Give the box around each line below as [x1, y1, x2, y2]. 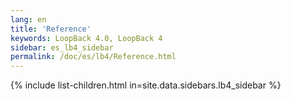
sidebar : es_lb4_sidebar [10, 42, 114, 53]
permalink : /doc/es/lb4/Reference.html [10, 52, 177, 62]
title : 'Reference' [10, 24, 92, 34]
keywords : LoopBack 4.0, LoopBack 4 [10, 33, 163, 43]
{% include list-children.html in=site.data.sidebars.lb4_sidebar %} [10, 79, 282, 91]
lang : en [10, 14, 47, 25]
